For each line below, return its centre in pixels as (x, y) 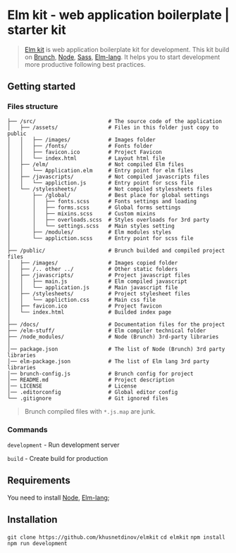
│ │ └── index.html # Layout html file (86, 158)
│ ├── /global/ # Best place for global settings (108, 195)
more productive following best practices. (85, 64)
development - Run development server (63, 445)
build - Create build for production (58, 458)
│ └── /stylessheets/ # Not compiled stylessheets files (110, 189)
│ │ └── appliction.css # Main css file (82, 300)
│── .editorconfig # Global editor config (93, 392)
